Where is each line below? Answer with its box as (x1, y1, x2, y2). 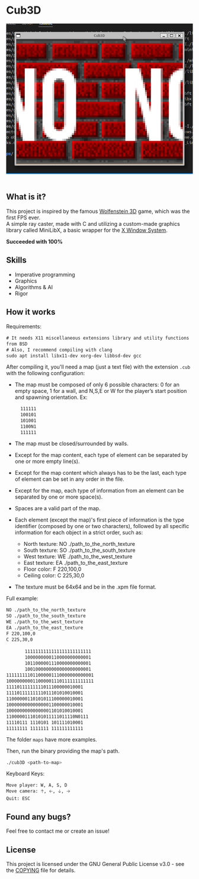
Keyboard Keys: (6, 770, 45, 777)
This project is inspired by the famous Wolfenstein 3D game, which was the (6, 207, 190, 215)
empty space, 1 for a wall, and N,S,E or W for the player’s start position (14, 387, 187, 394)
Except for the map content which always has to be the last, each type (14, 469, 187, 476)
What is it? (6, 192, 46, 202)
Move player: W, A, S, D (6, 782, 68, 788)
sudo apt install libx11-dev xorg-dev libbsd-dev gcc (6, 353, 142, 359)
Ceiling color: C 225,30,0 (23, 571, 85, 578)
